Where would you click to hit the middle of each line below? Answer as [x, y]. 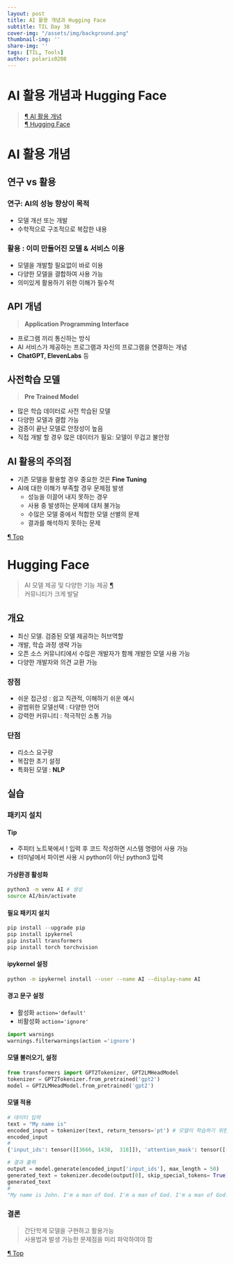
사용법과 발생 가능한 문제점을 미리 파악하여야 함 [88, 1239]
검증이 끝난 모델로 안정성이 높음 [60, 428]
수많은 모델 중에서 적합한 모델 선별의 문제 [84, 514]
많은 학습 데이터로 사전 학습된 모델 [64, 411]
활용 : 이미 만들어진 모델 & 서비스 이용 [66, 249]
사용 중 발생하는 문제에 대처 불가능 [74, 506]
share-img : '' [28, 46]
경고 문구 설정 [25, 996]
